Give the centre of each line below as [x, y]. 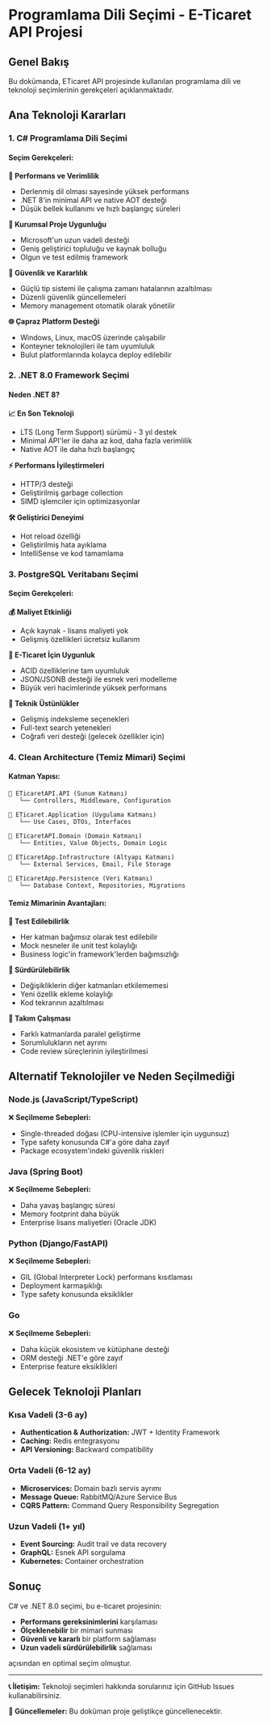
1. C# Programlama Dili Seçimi [68, 138]
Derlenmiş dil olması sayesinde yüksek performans [104, 191]
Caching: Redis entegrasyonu [70, 1441]
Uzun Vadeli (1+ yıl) [47, 1526]
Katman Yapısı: [34, 776]
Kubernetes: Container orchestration [81, 1561]
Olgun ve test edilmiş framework [74, 257]
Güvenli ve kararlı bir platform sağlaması [88, 1638]
